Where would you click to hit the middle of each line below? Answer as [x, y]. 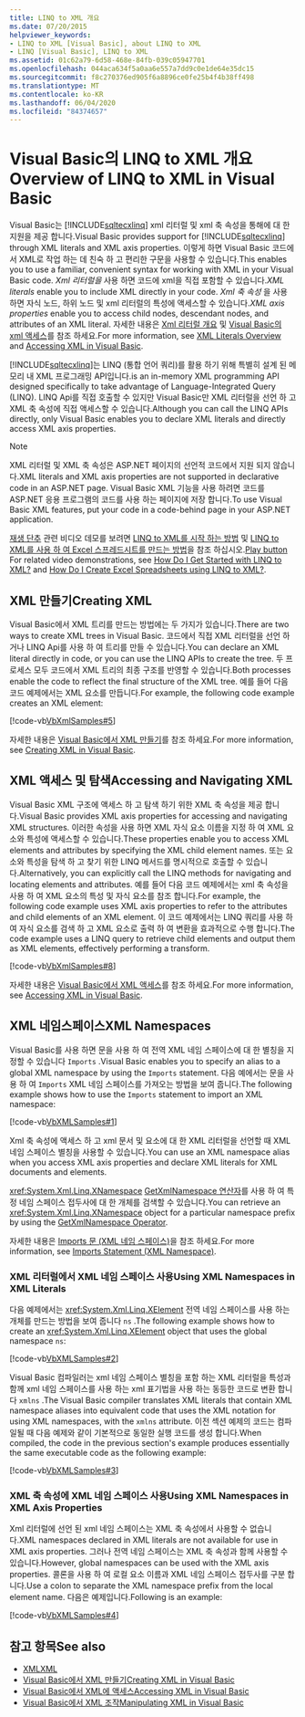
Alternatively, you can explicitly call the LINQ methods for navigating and [155, 873]
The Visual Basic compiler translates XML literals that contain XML [168, 1400]
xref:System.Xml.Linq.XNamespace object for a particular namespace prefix [152, 1212]
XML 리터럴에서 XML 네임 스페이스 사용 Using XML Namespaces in [152, 1276]
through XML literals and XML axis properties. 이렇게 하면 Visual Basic [140, 248]
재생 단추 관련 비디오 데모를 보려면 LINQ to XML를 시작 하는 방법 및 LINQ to [144, 539]
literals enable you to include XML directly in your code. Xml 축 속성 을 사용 [149, 292]
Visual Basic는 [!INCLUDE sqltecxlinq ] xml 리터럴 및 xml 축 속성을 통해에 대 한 [150, 225]
